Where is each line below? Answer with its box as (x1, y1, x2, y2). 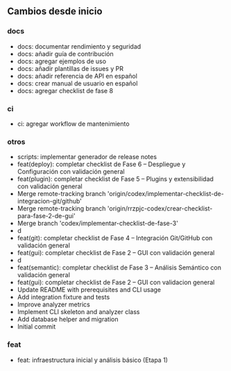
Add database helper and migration (17, 315, 119, 324)
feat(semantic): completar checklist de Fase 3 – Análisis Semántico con (17, 263, 222, 272)
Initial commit (17, 322, 56, 331)
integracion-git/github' (17, 197, 82, 206)
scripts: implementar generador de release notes (17, 153, 157, 161)
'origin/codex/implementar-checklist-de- (107, 190, 224, 198)
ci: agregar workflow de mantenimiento (17, 119, 130, 128)
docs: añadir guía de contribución (17, 49, 114, 58)
